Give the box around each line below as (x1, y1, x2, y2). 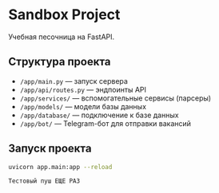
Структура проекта (8, 55, 111, 69)
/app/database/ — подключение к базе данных (19, 110, 179, 120)
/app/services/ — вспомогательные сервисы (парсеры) (19, 93, 212, 103)
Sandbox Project (8, 6, 121, 24)
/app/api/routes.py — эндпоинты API (19, 85, 146, 94)
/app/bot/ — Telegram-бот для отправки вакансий (19, 118, 192, 128)
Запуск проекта (8, 142, 92, 156)
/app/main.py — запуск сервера (19, 76, 128, 85)
